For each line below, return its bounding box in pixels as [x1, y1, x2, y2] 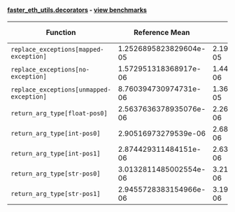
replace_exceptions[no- [10, 66, 90, 73]
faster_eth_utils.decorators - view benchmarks [7, 6, 147, 14]
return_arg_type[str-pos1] [10, 190, 101, 198]
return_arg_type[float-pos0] [10, 109, 108, 118]
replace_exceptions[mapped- [10, 45, 104, 54]
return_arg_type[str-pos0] [10, 170, 101, 178]
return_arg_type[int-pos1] [10, 150, 101, 157]
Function [45, 28, 76, 38]
